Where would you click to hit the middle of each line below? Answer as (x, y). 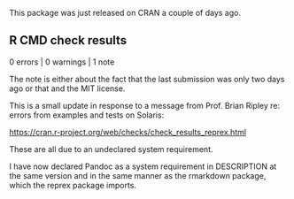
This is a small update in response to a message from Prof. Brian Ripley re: (145, 105)
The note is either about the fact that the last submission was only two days (147, 79)
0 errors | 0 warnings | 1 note (62, 62)
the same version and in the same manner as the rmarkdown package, (138, 175)
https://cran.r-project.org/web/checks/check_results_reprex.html (128, 132)
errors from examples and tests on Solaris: (87, 115)
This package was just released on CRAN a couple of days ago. (125, 13)
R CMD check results (68, 40)
